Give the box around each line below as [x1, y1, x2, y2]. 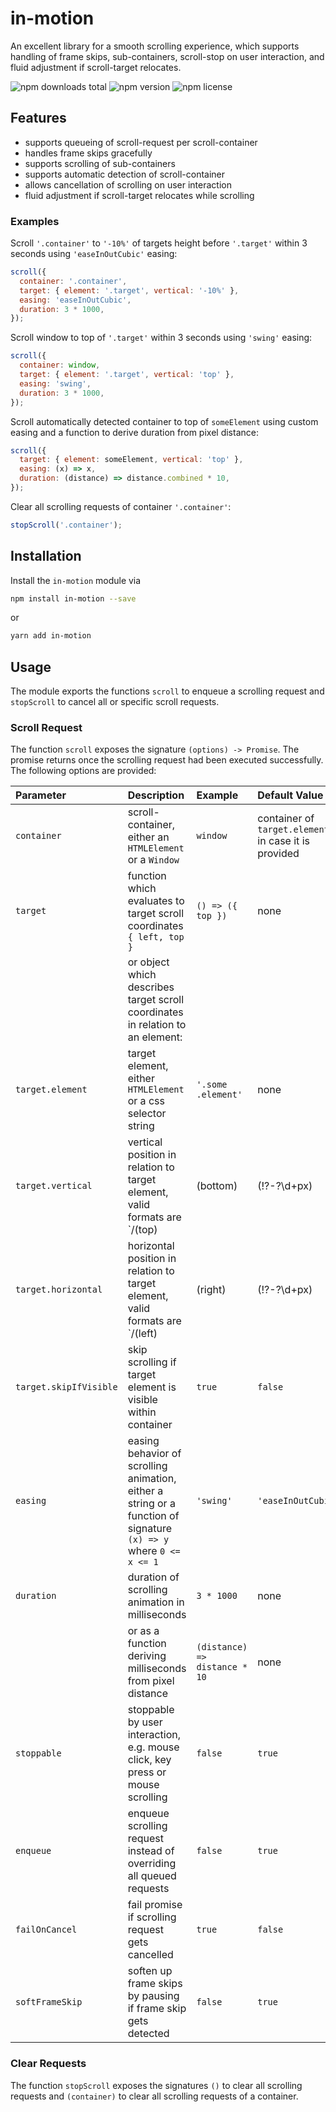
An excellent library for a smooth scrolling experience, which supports [10, 40, 300, 52]
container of [257, 812, 315, 826]
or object [127, 955, 170, 969]
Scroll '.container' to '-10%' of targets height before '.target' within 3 [10, 237, 308, 249]
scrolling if [127, 1355, 177, 1369]
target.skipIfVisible [15, 1382, 118, 1393]
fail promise [127, 1898, 183, 1912]
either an [127, 830, 170, 844]
